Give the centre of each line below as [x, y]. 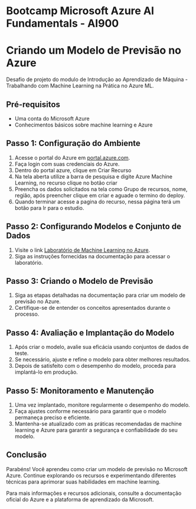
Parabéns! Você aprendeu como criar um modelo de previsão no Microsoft [97, 469]
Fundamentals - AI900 [63, 23]
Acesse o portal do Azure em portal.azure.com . [72, 157]
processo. [27, 314]
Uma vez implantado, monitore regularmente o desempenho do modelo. [102, 405]
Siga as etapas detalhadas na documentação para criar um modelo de [100, 295]
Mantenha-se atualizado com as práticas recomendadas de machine [98, 424]
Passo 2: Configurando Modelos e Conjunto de [94, 227]
